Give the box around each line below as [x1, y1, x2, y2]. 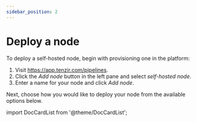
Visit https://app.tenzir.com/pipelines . [14, 66, 108, 73]
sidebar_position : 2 [6, 8, 58, 15]
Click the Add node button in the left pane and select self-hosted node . [14, 73, 192, 80]
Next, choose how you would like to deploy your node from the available [6, 91, 186, 98]
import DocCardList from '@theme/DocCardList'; [6, 109, 128, 116]
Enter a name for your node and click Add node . [14, 79, 134, 86]
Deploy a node [6, 34, 80, 48]
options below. [6, 97, 43, 104]
